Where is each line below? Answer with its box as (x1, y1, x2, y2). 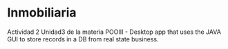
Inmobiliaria (7, 5, 77, 21)
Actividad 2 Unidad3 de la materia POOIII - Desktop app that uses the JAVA (7, 28, 221, 36)
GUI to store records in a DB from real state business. (7, 35, 159, 43)
